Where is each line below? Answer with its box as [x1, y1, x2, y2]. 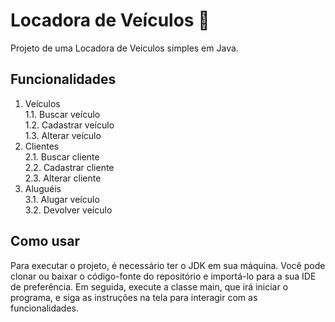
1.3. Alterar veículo [24, 129, 102, 141]
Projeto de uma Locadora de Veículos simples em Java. [10, 42, 239, 54]
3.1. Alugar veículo [24, 193, 100, 205]
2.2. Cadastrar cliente [24, 161, 115, 173]
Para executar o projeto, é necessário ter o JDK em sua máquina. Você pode [10, 259, 326, 271]
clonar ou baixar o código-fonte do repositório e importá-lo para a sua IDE [10, 270, 317, 282]
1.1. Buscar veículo [24, 108, 101, 120]
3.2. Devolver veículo [24, 204, 113, 216]
